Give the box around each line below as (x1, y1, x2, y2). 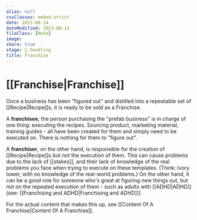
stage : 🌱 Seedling (6, 47, 51, 53)
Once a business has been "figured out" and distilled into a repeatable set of (6, 97, 192, 104)
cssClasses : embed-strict (6, 14, 69, 20)
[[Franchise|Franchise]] (6, 78, 125, 91)
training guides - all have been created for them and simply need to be (6, 127, 177, 134)
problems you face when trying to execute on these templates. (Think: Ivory (6, 164, 190, 171)
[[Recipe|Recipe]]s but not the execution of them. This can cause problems (6, 152, 188, 159)
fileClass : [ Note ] (6, 31, 51, 37)
